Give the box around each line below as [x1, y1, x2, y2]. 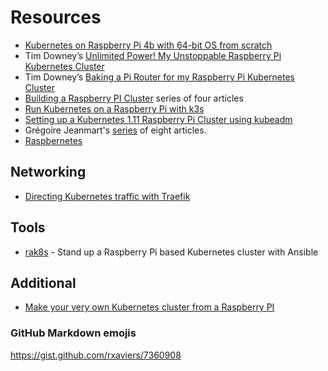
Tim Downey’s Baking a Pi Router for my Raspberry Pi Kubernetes [24, 71, 295, 83]
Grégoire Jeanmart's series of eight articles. [24, 124, 207, 136]
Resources [10, 6, 102, 29]
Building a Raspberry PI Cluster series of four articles [24, 92, 244, 104]
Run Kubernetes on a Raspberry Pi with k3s [24, 102, 205, 115]
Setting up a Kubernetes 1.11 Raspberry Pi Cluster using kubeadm [24, 113, 293, 125]
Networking [10, 164, 87, 181]
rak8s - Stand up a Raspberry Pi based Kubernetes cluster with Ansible [24, 246, 319, 258]
